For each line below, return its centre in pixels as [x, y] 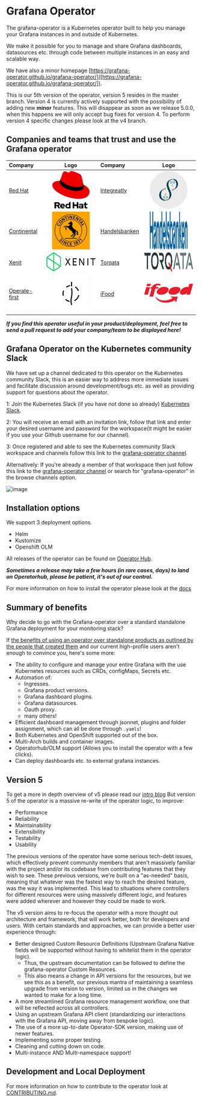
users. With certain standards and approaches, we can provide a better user [101, 925]
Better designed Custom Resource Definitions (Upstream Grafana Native [105, 944]
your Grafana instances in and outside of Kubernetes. [72, 34]
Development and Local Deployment [76, 1072]
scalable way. [23, 59]
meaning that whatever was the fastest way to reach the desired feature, [96, 882]
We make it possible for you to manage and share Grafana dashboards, [94, 46]
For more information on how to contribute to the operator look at [87, 1086]
